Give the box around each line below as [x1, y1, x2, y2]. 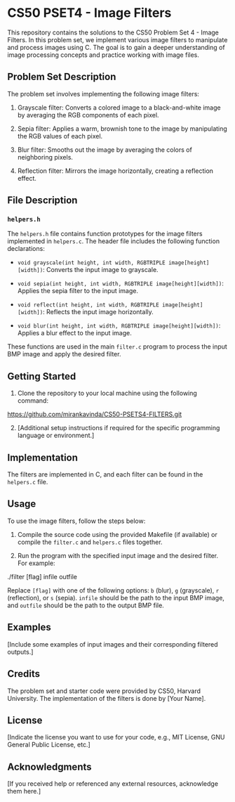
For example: [17, 559, 55, 567]
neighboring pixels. [17, 153, 74, 161]
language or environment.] [17, 431, 95, 440]
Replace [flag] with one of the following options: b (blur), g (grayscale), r [7, 586, 220, 595]
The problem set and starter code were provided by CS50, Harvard [7, 687, 201, 695]
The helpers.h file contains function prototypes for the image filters [7, 230, 203, 238]
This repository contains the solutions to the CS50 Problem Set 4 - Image [7, 28, 220, 37]
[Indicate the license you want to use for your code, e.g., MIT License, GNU [7, 733, 225, 742]
